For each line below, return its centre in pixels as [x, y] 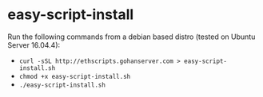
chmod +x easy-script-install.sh [75, 76]
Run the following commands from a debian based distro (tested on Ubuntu [131, 37]
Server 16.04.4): [34, 45]
